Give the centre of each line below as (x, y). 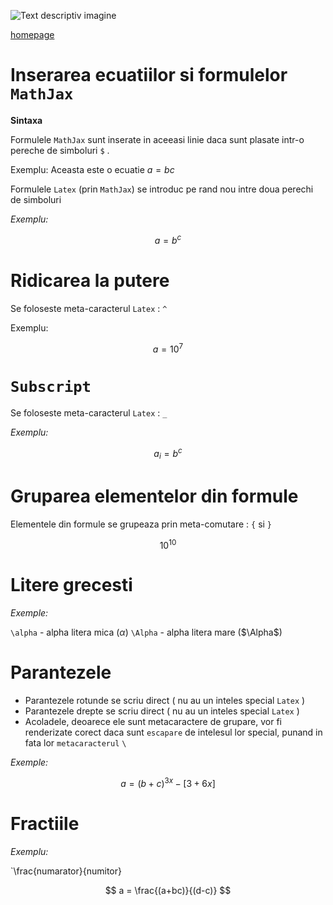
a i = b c (168, 454)
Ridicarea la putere (90, 280)
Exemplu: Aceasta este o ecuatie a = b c (92, 169)
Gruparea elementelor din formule (154, 496)
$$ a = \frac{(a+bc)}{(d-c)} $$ (168, 890)
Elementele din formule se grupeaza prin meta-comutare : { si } (141, 524)
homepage (32, 34)
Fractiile (45, 823)
